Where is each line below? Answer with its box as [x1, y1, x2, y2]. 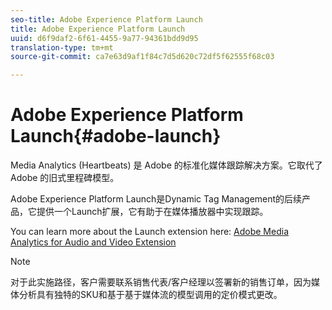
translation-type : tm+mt [10, 42, 114, 53]
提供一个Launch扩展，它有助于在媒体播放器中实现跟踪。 [36, 206, 269, 218]
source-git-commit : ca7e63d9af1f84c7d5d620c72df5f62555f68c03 [10, 52, 275, 62]
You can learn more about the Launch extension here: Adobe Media [10, 226, 289, 238]
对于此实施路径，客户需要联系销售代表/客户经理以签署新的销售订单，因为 [10, 276, 312, 288]
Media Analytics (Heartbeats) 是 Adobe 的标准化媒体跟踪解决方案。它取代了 [10, 159, 323, 171]
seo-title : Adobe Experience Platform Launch [10, 14, 203, 25]
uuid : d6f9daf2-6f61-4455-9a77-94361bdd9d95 [10, 33, 199, 43]
